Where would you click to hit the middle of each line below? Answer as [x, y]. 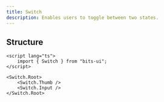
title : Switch [24, 12]
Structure [25, 42]
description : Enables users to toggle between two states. [83, 18]
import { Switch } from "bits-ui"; [62, 61]
